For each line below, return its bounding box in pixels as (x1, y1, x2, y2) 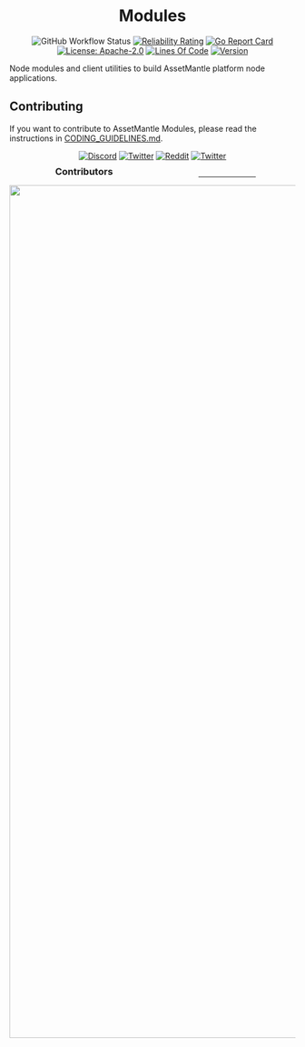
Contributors (54, 165, 113, 177)
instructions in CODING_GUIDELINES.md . (9, 133, 163, 144)
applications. (9, 72, 57, 83)
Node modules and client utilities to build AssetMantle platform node (9, 63, 266, 74)
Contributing (9, 99, 84, 115)
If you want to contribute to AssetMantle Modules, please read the (9, 123, 257, 134)
